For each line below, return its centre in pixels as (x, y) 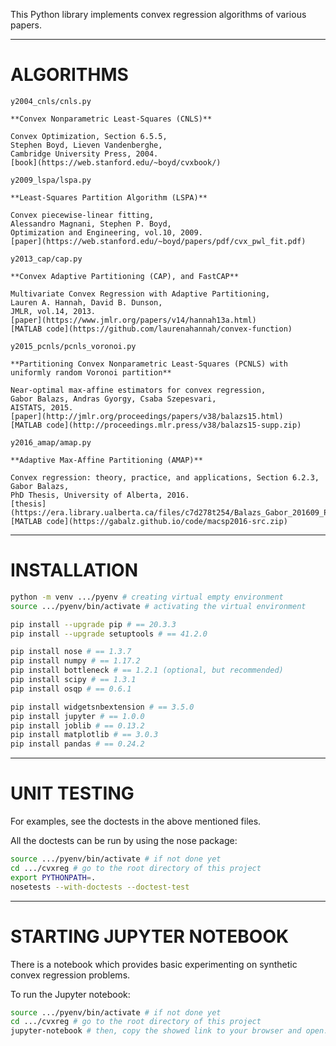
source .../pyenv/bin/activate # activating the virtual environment (158, 606)
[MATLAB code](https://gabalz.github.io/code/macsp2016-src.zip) (149, 521)
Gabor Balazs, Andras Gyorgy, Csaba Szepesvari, (113, 399)
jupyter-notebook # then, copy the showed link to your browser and (156, 1031)
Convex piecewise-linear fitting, (82, 215)
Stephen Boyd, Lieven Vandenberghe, (86, 145)
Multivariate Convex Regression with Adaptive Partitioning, (140, 294)
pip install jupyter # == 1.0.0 (77, 716)
